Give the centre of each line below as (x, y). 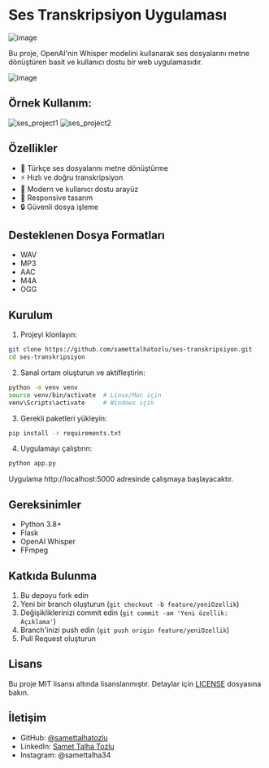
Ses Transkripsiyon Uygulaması (118, 15)
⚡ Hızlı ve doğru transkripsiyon (72, 177)
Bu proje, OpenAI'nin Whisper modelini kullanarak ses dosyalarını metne (129, 53)
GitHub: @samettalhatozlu (64, 737)
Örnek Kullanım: (50, 103)
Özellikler (33, 148)
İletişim (28, 718)
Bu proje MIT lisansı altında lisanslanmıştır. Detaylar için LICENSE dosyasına (135, 683)
